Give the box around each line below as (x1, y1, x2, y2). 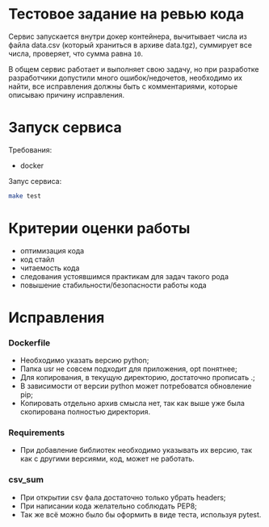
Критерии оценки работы (8, 219, 191, 237)
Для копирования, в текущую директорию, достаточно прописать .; (19, 373, 256, 383)
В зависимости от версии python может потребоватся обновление (19, 381, 252, 391)
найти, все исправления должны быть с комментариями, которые (8, 82, 238, 91)
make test (8, 191, 42, 200)
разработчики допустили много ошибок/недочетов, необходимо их (8, 73, 242, 82)
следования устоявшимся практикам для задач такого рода (19, 271, 229, 281)
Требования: (8, 144, 53, 154)
